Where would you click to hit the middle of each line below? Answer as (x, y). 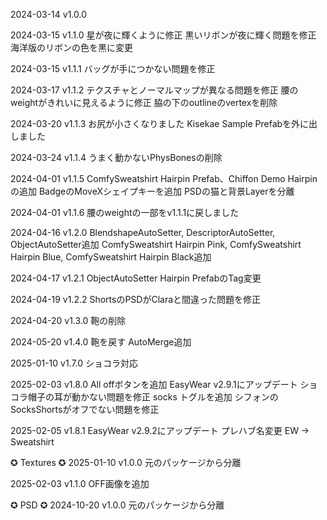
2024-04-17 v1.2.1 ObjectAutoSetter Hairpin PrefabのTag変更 (136, 278)
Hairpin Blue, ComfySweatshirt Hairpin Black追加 (111, 257)
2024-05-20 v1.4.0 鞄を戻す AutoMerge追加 (101, 342)
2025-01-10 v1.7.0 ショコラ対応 (74, 363)
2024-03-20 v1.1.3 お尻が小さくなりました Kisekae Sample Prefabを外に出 (164, 123)
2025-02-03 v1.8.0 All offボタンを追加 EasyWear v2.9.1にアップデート (154, 384)
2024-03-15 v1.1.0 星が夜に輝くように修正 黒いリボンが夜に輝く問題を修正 (163, 35)
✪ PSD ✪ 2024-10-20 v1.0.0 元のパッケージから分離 (117, 505)
